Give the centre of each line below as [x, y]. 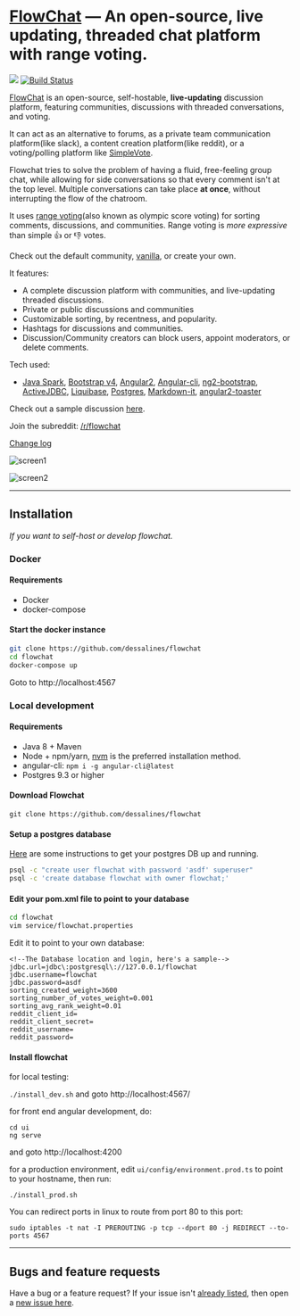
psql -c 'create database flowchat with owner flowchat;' [119, 879]
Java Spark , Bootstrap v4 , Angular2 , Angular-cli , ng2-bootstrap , [140, 382]
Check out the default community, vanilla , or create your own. [123, 255]
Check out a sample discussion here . [77, 409]
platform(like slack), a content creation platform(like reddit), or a [127, 143]
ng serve [25, 1136]
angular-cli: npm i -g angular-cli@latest [98, 766]
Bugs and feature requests [85, 1272]
